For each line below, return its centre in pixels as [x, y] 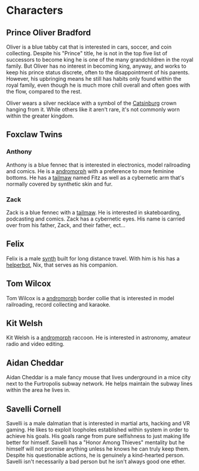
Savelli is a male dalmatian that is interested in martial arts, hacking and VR [98, 424]
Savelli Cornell [34, 409]
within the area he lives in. [38, 390]
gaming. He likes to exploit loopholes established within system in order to [98, 430]
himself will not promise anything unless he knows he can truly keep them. [98, 449]
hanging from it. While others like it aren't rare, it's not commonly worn [93, 109]
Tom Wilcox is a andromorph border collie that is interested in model [90, 298]
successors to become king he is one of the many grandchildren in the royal [100, 60]
